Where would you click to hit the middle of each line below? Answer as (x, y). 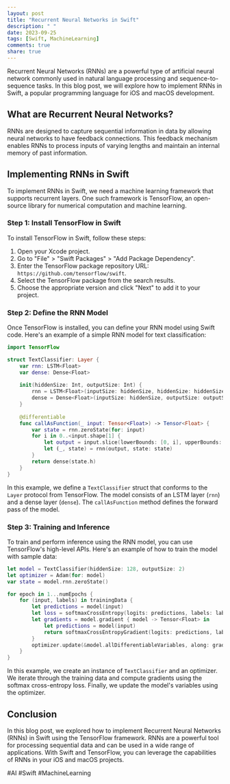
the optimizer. (26, 693)
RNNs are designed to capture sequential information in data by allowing (109, 131)
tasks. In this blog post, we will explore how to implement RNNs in (129, 86)
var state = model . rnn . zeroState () (58, 582)
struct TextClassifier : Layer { (53, 359)
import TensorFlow (33, 347)
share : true (24, 52)
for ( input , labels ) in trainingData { (76, 600)
